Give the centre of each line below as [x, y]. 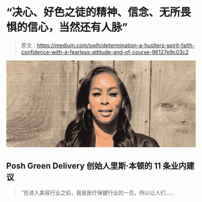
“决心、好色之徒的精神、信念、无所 [93, 12]
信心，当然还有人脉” [78, 27]
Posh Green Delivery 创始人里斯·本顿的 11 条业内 [96, 166]
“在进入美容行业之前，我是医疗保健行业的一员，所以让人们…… [98, 193]
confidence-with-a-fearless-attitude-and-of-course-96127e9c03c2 [105, 52]
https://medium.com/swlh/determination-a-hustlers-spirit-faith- [116, 45]
